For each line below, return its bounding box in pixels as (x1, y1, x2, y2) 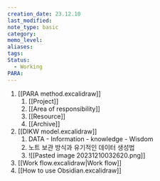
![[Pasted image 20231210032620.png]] (28, 150, 146, 160)
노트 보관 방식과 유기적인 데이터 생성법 (28, 143, 135, 151)
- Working (14, 63, 43, 70)
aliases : (7, 43, 33, 50)
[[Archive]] (28, 119, 60, 128)
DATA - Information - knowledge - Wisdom (28, 134, 154, 143)
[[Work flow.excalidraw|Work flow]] (17, 158, 122, 167)
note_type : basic (7, 23, 59, 31)
